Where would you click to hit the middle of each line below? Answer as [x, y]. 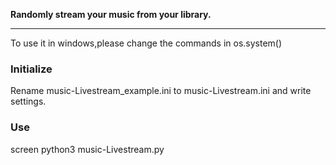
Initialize [31, 69]
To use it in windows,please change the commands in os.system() [146, 43]
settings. [28, 101]
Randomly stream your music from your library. [111, 14]
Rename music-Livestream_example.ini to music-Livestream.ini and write [161, 91]
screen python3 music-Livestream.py [87, 149]
